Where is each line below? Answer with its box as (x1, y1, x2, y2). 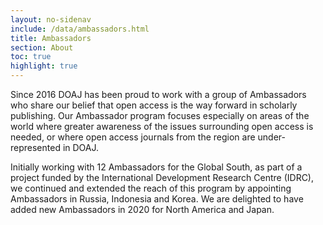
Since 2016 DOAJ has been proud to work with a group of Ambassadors (10, 89, 307, 100)
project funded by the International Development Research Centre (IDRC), (10, 172, 315, 183)
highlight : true (10, 61, 78, 71)
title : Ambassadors (10, 33, 92, 43)
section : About (10, 42, 74, 53)
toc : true (10, 52, 52, 62)
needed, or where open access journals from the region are (10, 131, 256, 143)
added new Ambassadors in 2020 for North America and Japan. (10, 204, 275, 215)
